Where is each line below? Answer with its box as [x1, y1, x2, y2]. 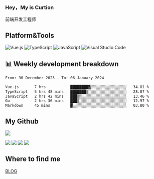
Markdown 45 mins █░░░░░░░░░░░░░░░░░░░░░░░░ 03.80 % [5, 103, 149, 108]
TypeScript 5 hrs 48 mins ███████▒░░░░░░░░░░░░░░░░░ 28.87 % [5, 89, 149, 94]
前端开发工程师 [5, 16, 36, 23]
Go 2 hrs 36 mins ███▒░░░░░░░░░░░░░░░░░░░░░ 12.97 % [5, 98, 149, 103]
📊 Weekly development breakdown [5, 60, 119, 68]
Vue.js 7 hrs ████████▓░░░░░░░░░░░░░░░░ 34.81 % [5, 84, 149, 89]
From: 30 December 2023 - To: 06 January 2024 [5, 75, 104, 80]
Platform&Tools [5, 31, 54, 40]
